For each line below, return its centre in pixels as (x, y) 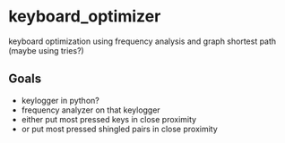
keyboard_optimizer (85, 17)
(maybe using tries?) (46, 50)
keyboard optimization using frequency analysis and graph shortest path (142, 41)
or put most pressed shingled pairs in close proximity (120, 129)
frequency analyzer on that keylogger (91, 110)
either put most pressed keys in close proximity (109, 119)
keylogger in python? (60, 100)
